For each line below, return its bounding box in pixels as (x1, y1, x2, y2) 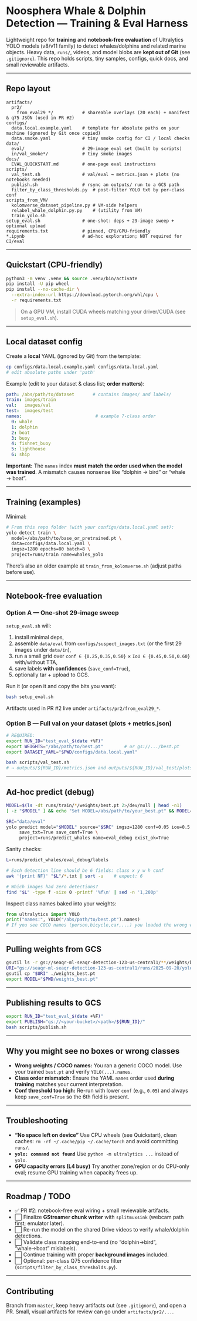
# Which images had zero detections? (6, 884, 98, 889)
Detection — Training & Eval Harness (6, 16, 189, 30)
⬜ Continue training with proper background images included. (14, 1251, 169, 1258)
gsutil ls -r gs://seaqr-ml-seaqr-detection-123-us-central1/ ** (6, 960, 167, 966)
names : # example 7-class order (6, 413, 157, 419)
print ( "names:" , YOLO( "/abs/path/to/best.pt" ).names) (6, 917, 141, 922)
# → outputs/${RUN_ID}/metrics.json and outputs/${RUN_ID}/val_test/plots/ (6, 765, 195, 771)
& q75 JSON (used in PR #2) (6, 115, 75, 121)
